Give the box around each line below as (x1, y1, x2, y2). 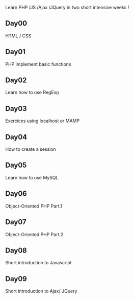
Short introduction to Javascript (5, 260, 72, 266)
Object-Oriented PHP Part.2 (5, 231, 64, 237)
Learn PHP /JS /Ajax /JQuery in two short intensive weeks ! (5, 5, 129, 10)
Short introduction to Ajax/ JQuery (5, 288, 77, 294)
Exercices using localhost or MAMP (5, 118, 80, 124)
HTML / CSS (5, 33, 32, 39)
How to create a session (5, 146, 56, 152)
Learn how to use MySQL (5, 174, 59, 180)
